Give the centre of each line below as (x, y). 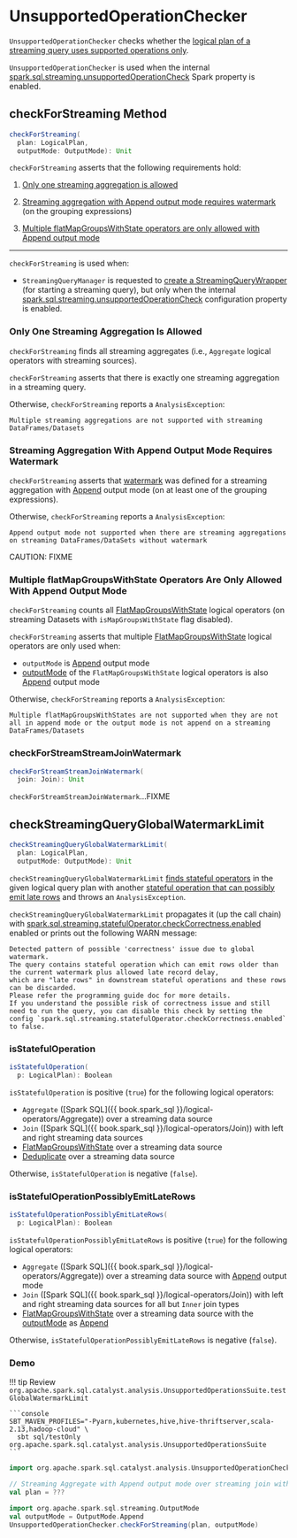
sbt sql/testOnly (49, 1437)
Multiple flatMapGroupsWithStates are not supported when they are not (144, 715)
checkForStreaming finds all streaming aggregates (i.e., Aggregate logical (140, 350)
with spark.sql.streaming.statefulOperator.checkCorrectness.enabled (135, 923)
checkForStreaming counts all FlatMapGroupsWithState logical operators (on (147, 610)
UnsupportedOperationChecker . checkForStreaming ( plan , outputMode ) (134, 1525)
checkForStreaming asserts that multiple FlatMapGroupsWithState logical (141, 637)
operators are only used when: (65, 646)
